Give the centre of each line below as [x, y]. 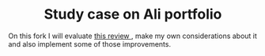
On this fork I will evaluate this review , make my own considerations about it [132, 36]
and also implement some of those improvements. [90, 44]
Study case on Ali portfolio [133, 14]
